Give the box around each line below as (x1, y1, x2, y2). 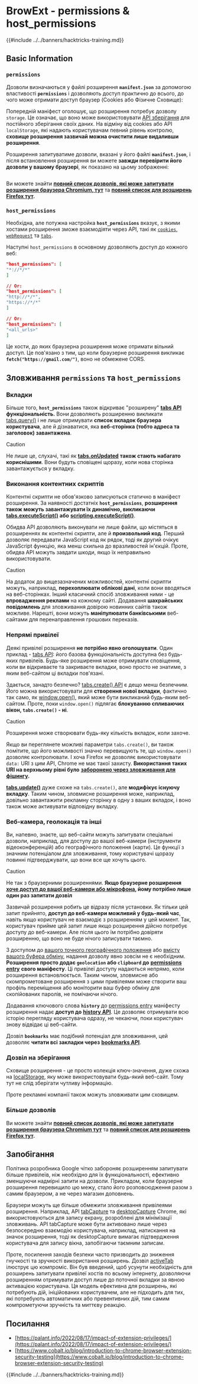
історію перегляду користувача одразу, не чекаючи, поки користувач (6, 1015, 183, 1021)
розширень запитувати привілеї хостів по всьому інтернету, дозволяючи (6, 1270, 191, 1277)
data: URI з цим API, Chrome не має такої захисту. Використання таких (6, 760, 187, 767)
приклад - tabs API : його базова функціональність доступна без (6, 650, 167, 658)
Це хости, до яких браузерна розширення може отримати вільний (6, 343, 174, 350)
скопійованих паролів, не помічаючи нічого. (6, 991, 118, 998)
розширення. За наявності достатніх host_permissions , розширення (6, 500, 178, 507)
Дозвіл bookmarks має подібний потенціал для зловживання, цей (6, 1033, 168, 1039)
